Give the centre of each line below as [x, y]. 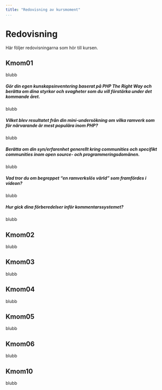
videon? [14, 183]
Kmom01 [19, 63]
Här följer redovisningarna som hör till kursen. [52, 48]
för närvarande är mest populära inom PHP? [52, 125]
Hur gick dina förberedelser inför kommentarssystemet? [65, 207]
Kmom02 [20, 235]
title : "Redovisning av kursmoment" [43, 10]
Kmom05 [20, 317]
